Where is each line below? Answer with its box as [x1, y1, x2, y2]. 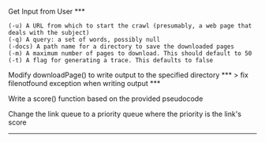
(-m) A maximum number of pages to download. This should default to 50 [8, 50, 252, 58]
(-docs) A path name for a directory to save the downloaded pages [8, 43, 235, 50]
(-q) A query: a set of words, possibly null [8, 35, 160, 43]
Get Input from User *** [8, 7, 85, 16]
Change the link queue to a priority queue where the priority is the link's [8, 110, 242, 118]
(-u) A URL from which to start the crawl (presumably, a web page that [8, 22, 252, 30]
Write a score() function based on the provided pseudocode [8, 94, 203, 103]
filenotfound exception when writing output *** [8, 79, 161, 88]
